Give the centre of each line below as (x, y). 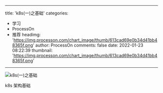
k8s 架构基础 (18, 85)
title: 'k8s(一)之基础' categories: (37, 13)
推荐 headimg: (26, 35)
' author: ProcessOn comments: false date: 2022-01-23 (88, 45)
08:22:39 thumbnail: (32, 50)
